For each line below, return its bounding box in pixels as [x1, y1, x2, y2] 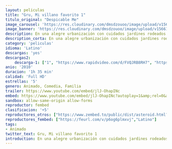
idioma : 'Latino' [5, 46, 42, 51]
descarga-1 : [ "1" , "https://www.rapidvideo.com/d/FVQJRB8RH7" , [14, 60, 153, 65]
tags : [5, 121, 17, 127]
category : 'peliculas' [5, 41, 54, 46]
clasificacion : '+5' [5, 108, 50, 113]
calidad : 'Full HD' [5, 74, 47, 79]
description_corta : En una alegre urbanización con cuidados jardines [5, 36, 159, 41]
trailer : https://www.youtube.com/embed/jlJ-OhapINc [5, 88, 120, 94]
